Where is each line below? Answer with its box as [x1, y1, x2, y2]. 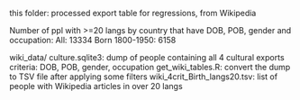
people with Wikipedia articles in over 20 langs [9, 81, 183, 91]
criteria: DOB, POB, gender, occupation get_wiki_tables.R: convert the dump [9, 62, 291, 72]
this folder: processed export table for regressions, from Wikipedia [9, 8, 257, 18]
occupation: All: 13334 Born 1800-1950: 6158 [9, 35, 177, 45]
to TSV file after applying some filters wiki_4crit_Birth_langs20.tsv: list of [9, 71, 277, 82]
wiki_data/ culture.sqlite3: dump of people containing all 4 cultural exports [9, 52, 286, 62]
